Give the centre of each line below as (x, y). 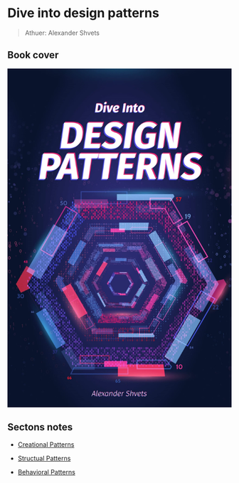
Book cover (33, 55)
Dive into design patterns (84, 13)
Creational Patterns (46, 444)
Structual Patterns (44, 458)
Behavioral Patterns (47, 472)
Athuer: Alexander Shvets (62, 33)
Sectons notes (40, 427)
